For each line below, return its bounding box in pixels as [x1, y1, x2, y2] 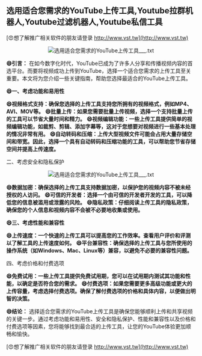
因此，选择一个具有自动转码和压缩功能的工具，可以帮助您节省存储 [32, 138, 196, 145]
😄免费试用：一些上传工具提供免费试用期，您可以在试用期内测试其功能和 [6, 272, 186, 280]
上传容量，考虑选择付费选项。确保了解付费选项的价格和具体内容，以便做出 [6, 287, 191, 295]
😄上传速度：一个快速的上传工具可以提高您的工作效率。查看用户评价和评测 [6, 232, 191, 239]
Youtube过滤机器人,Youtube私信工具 [25, 17, 164, 27]
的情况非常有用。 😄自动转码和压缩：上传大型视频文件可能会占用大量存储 [6, 130, 188, 137]
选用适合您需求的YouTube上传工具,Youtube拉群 [6, 5, 185, 16]
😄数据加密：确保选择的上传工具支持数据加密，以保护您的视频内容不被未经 [6, 183, 191, 191]
